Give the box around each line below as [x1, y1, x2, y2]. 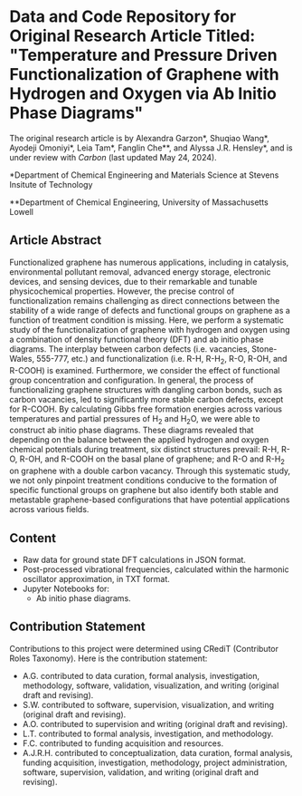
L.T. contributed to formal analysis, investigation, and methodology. [22, 728, 274, 739]
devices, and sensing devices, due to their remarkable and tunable [9, 276, 258, 286]
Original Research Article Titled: [9, 25, 256, 46]
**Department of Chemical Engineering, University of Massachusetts [9, 197, 269, 208]
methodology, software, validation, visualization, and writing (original [22, 680, 279, 691]
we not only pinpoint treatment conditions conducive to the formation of [9, 475, 278, 486]
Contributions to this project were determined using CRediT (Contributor [9, 643, 278, 654]
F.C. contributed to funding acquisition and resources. [22, 737, 224, 749]
